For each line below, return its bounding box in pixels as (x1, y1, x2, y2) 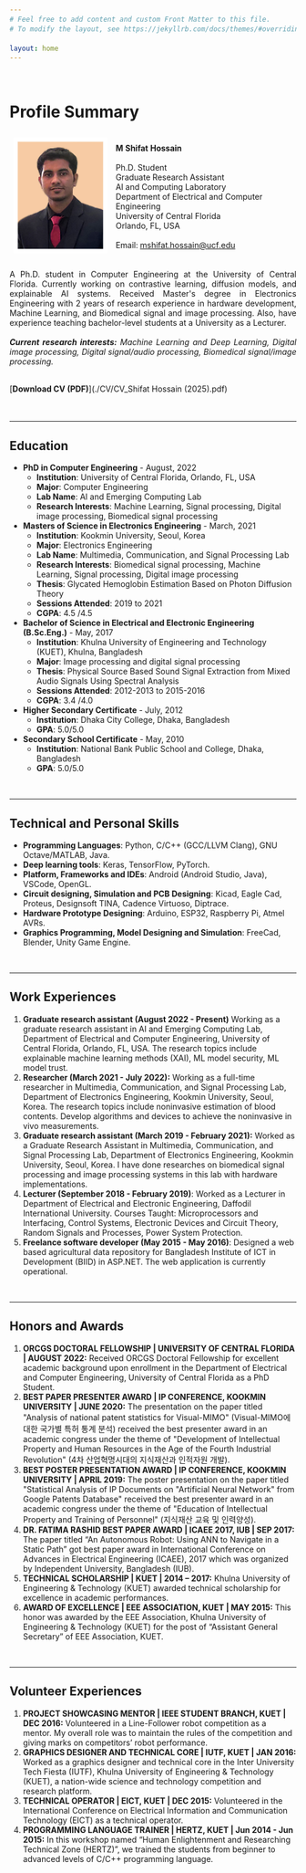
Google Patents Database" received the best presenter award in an (22, 1493, 274, 1504)
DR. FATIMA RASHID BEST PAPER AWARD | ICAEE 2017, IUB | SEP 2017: (22, 1524, 295, 1535)
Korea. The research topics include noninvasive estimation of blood (22, 1101, 276, 1112)
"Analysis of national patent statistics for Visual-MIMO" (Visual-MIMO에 (22, 1411, 291, 1423)
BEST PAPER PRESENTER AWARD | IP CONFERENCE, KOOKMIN (22, 1391, 267, 1402)
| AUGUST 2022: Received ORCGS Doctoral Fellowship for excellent (22, 1352, 280, 1364)
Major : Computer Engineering (36, 482, 148, 493)
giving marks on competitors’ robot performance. (22, 1737, 208, 1748)
